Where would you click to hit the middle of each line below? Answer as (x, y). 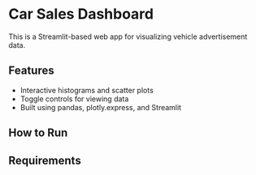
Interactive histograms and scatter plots (87, 90)
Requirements (45, 160)
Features (31, 71)
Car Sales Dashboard (81, 14)
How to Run (38, 133)
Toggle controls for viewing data (74, 99)
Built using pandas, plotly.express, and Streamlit (100, 107)
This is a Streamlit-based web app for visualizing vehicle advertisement (128, 36)
